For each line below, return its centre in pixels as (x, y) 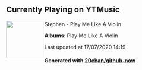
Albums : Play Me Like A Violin (81, 36)
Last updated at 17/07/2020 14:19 (85, 47)
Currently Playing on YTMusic (63, 10)
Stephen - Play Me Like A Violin (83, 24)
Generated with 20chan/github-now (90, 61)
